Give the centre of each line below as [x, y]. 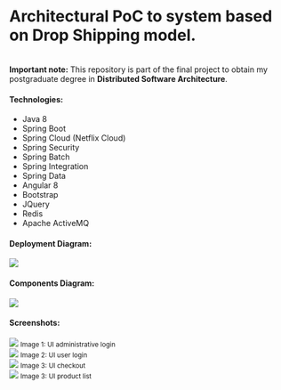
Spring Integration [55, 167]
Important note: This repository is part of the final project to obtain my [139, 69]
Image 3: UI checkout [53, 366]
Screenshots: [35, 323]
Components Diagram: [52, 283]
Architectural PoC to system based [141, 16]
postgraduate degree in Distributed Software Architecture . [119, 78]
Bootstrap [40, 195]
